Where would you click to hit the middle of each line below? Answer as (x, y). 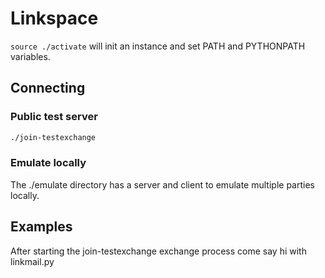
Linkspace (54, 18)
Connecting (48, 88)
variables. (30, 56)
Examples (41, 227)
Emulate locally (48, 163)
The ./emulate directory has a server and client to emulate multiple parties (162, 184)
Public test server (54, 117)
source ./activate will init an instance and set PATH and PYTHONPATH (158, 46)
